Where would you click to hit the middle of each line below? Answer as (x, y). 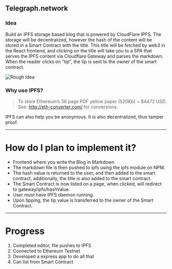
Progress (25, 231)
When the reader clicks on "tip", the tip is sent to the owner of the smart (81, 62)
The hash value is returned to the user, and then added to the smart (84, 173)
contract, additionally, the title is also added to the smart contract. (82, 178)
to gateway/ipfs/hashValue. (41, 189)
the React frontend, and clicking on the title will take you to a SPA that (79, 50)
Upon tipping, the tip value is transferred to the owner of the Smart (83, 200)
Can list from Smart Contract (43, 262)
